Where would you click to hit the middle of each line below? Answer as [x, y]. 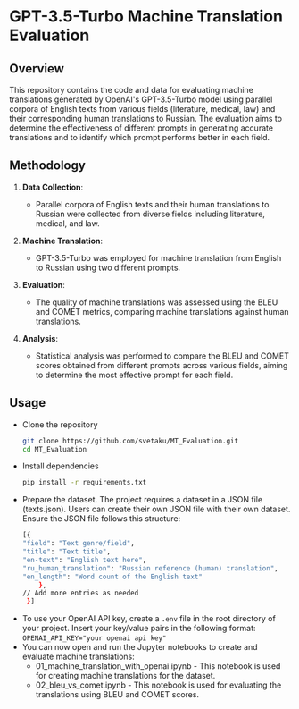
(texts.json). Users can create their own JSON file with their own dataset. [156, 509]
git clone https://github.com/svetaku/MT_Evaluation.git [130, 441]
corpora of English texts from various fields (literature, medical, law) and [142, 109]
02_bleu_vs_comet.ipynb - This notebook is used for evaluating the [158, 685]
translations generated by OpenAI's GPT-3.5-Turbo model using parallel [141, 99]
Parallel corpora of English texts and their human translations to [152, 204]
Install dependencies [61, 466]
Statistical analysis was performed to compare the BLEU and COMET [162, 356]
